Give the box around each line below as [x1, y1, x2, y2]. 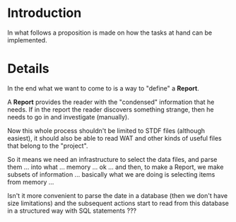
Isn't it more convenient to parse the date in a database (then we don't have [7, 191, 228, 199]
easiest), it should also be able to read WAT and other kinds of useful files [7, 134, 222, 142]
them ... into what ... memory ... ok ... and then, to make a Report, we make [7, 163, 224, 171]
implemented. [7, 35, 47, 44]
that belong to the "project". [7, 141, 88, 150]
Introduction [7, 5, 82, 21]
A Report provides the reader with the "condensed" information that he [7, 98, 215, 106]
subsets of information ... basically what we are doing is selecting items [7, 170, 216, 178]
